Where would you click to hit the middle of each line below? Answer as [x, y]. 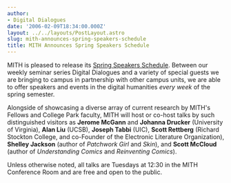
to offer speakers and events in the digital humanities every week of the [109, 87]
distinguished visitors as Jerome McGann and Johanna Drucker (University [115, 122]
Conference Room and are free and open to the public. [85, 172]
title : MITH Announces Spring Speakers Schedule [78, 45]
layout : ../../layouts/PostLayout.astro [66, 33]
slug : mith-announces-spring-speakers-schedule [77, 39]
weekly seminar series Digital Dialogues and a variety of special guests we [113, 72]
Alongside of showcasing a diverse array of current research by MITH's [109, 108]
